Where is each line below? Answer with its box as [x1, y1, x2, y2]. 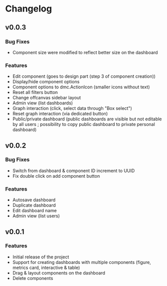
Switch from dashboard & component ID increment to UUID [12, 168, 135, 174]
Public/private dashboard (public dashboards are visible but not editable [12, 116, 162, 122]
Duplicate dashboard [12, 202, 56, 208]
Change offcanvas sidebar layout [12, 95, 81, 101]
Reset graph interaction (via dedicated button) [12, 111, 108, 117]
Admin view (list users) [12, 213, 60, 219]
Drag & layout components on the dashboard [12, 269, 105, 276]
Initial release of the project [12, 254, 69, 260]
